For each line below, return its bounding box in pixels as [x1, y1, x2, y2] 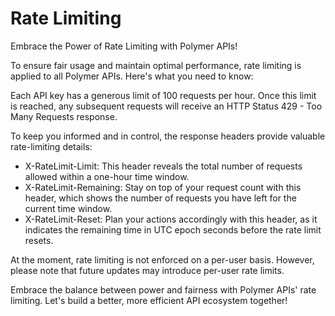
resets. [24, 234, 54, 246]
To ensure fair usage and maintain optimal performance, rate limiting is [10, 59, 302, 71]
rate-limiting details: [10, 140, 93, 152]
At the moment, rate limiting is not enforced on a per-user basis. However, [10, 253, 315, 266]
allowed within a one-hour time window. [24, 170, 190, 182]
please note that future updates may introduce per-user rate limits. [10, 264, 285, 276]
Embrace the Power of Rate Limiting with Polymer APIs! [10, 40, 238, 52]
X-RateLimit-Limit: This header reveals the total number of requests [24, 160, 303, 172]
